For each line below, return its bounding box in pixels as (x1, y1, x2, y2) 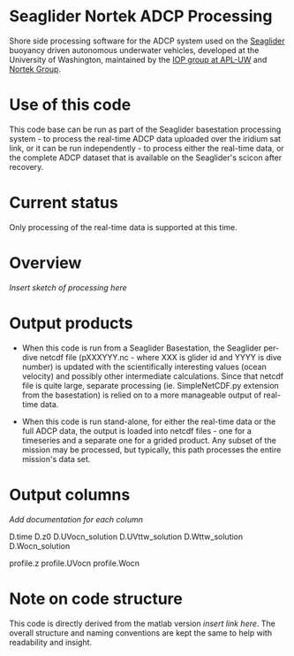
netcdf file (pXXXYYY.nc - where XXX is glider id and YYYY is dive (39, 351, 283, 362)
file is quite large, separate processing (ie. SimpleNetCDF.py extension (21, 380, 280, 390)
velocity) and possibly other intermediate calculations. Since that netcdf (21, 370, 284, 382)
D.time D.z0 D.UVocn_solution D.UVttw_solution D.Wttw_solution (9, 531, 244, 542)
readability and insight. (9, 637, 93, 647)
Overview (9, 253, 82, 273)
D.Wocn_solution (9, 540, 71, 551)
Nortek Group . (9, 64, 62, 74)
